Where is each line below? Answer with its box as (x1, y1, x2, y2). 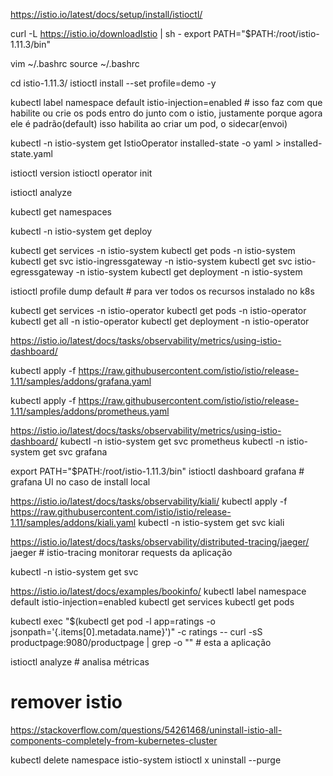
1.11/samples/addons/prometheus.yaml (10, 405, 170, 417)
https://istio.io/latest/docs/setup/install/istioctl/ (10, 9, 203, 20)
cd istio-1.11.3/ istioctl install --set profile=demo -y (10, 77, 217, 89)
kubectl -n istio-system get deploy (10, 225, 153, 237)
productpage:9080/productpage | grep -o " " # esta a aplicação (10, 637, 272, 648)
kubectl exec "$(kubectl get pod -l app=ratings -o (10, 615, 216, 627)
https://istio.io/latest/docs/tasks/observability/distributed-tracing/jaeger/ (10, 536, 310, 548)
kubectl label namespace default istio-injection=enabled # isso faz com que (10, 97, 323, 108)
